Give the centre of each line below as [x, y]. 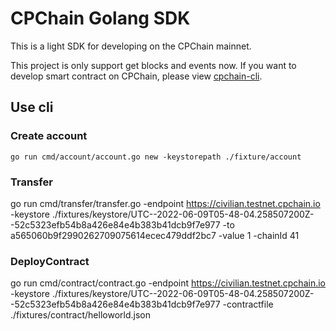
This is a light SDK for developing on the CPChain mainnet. [131, 46]
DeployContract [50, 261]
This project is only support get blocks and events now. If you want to [153, 65]
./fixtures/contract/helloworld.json [80, 315]
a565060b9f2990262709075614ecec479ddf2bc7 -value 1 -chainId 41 [155, 235]
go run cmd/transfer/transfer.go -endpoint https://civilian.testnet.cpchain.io [165, 203]
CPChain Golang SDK [100, 18]
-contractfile [248, 304]
